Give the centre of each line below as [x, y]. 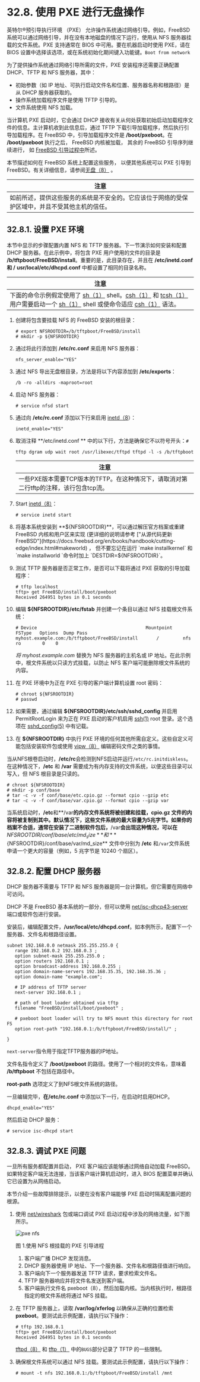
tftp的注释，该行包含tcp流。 [69, 487]
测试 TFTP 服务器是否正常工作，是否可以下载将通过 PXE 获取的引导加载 [103, 568]
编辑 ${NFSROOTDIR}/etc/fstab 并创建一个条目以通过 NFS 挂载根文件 [101, 609]
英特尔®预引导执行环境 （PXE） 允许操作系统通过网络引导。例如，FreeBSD [99, 30]
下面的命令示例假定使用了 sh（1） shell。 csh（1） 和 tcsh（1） [99, 295]
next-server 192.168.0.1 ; [48, 993]
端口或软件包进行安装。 [35, 914]
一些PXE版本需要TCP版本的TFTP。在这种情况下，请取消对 [100, 479]
